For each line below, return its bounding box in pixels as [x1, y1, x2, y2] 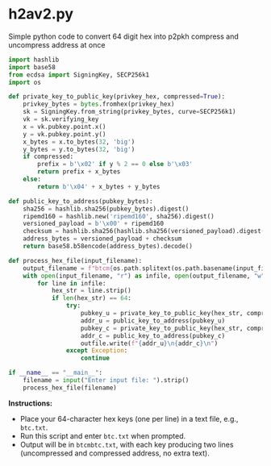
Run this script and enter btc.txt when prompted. [19, 431, 186, 440]
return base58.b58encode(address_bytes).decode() [23, 243, 194, 251]
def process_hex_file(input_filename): [8, 256, 143, 264]
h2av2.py [8, 5, 74, 23]
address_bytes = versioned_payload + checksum [23, 235, 182, 243]
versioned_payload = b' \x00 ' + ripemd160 [23, 219, 164, 228]
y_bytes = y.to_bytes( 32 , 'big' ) [23, 145, 135, 153]
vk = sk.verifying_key [23, 115, 99, 123]
